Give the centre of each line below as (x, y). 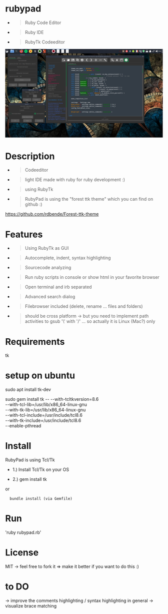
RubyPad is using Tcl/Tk (30, 460)
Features (24, 234)
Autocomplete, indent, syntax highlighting (68, 258)
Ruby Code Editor (43, 23)
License (22, 553)
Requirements (35, 342)
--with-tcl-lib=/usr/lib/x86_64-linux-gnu (46, 405)
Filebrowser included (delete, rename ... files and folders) (84, 306)
